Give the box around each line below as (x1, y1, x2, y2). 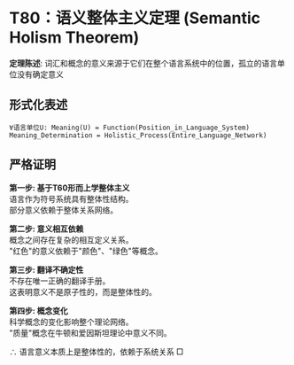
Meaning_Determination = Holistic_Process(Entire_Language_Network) (9, 130, 267, 140)
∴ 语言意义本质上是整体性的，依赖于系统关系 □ (9, 346, 184, 357)
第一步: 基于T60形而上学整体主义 (9, 182, 130, 193)
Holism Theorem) (9, 27, 140, 48)
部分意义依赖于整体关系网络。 (9, 205, 118, 215)
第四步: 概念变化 (9, 305, 68, 315)
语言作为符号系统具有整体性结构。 (9, 193, 134, 204)
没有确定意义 (16, 68, 64, 80)
